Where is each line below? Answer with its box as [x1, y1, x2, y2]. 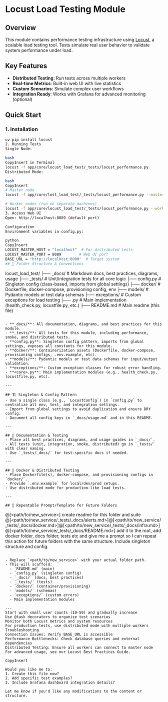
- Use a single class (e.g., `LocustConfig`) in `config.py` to [5, 397, 142, 403]
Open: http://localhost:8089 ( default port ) [5, 215, 99, 220]
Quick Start [5, 111, 41, 119]
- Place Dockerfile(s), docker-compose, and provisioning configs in [5, 472, 153, 477]
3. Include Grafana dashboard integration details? [5, 680, 115, 685]
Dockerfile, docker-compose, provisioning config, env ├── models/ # [5, 286, 149, 292]
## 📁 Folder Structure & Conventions [5, 261, 84, 266]
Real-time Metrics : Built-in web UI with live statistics [12, 80, 121, 86]
